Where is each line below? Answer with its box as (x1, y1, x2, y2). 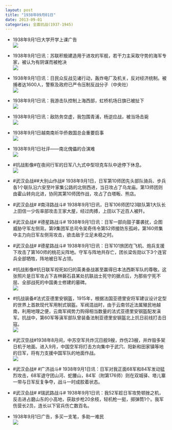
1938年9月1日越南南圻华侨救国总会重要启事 (12, 129, 104, 136)
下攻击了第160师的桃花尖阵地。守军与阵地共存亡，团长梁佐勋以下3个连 (12, 249, 162, 255)
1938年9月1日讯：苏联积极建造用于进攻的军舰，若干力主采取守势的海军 (12, 52, 162, 59)
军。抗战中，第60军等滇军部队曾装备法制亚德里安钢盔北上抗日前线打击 (12, 314, 162, 321)
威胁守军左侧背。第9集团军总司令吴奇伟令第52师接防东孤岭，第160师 (12, 226, 159, 232)
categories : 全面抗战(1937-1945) (5, 22, 74, 27)
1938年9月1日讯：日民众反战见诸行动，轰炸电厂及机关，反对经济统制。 (12, 75, 162, 81)
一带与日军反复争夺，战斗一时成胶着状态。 (12, 379, 103, 385)
